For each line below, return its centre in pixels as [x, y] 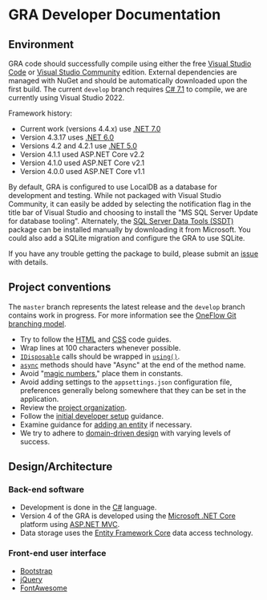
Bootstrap [36, 570]
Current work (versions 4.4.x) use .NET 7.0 [90, 129]
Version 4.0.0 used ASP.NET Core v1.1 [82, 171]
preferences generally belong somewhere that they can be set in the [133, 390]
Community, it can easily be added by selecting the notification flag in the [130, 204]
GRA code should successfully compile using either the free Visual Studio [130, 63]
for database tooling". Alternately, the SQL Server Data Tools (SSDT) [121, 221]
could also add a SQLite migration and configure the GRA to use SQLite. [127, 238]
